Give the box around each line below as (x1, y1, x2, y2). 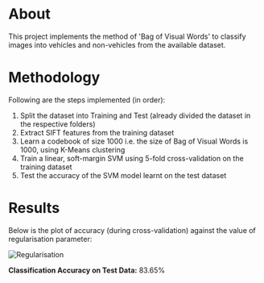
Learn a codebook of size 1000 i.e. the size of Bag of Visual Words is (19, 136, 249, 146)
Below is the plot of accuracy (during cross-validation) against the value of (8, 225, 256, 235)
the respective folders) (19, 119, 96, 129)
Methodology (8, 69, 101, 87)
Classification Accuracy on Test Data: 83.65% (8, 265, 166, 275)
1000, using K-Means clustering (19, 144, 126, 154)
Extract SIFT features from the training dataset (19, 127, 175, 137)
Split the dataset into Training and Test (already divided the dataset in (19, 110, 251, 120)
